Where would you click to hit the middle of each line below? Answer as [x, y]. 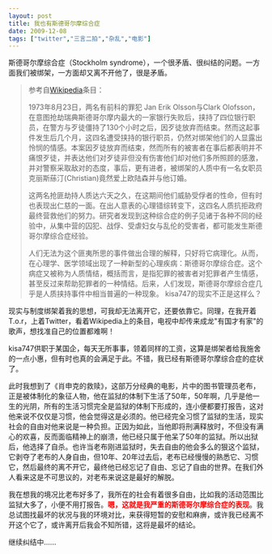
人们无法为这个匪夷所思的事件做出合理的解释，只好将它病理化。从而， [145, 253]
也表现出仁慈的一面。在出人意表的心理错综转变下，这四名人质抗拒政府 [145, 206]
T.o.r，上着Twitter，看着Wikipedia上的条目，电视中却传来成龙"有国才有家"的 [136, 321]
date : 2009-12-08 [38, 31]
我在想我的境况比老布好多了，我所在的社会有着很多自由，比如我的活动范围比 [136, 495]
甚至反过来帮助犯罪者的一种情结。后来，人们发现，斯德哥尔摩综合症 [142, 284]
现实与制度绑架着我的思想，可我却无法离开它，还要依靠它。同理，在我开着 [132, 311]
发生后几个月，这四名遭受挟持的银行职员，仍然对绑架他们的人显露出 [149, 138]
